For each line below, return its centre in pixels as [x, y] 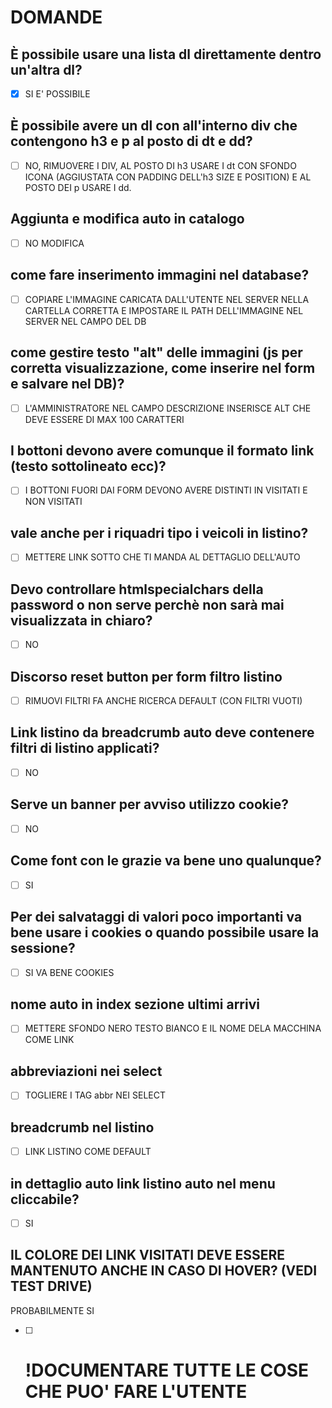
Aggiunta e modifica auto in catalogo [127, 219]
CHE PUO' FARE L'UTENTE [136, 1392]
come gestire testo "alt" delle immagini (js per [156, 352]
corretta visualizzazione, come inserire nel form [163, 368]
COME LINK [49, 1040]
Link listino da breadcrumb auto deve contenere [162, 732]
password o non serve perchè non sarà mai [147, 604]
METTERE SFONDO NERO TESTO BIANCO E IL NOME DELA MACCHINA [173, 1028]
